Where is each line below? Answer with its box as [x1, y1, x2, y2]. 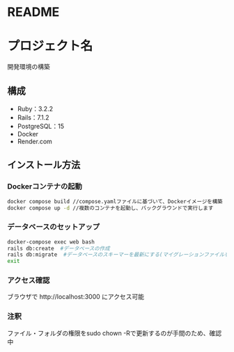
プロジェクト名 [7, 38, 93, 54]
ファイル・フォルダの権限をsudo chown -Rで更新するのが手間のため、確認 [7, 328, 222, 337]
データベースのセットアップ [7, 222, 100, 232]
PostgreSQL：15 [17, 122, 65, 130]
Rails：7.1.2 [17, 113, 50, 122]
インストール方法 [7, 159, 81, 171]
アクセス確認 [7, 275, 50, 285]
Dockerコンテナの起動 [7, 182, 82, 191]
